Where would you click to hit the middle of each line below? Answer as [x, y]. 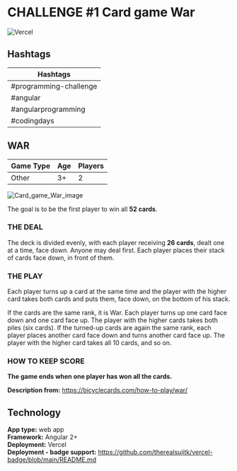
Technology [34, 413]
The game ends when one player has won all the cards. [90, 377]
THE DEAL [25, 227]
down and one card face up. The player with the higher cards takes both [112, 320]
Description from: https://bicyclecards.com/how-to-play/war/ [97, 390]
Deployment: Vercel [37, 445]
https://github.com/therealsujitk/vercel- [156, 452]
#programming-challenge [54, 86]
